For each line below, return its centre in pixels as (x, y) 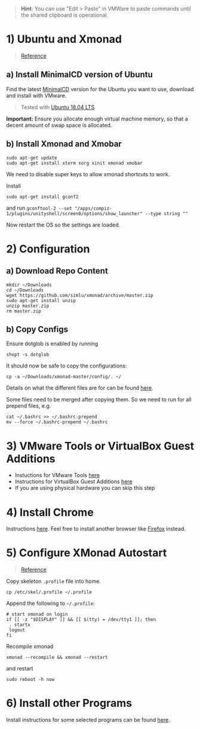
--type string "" (167, 213)
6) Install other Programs (69, 703)
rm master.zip (24, 311)
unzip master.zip (28, 306)
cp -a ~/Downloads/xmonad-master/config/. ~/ (64, 377)
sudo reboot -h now (30, 680)
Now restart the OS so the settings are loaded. (63, 225)
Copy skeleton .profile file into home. (54, 582)
